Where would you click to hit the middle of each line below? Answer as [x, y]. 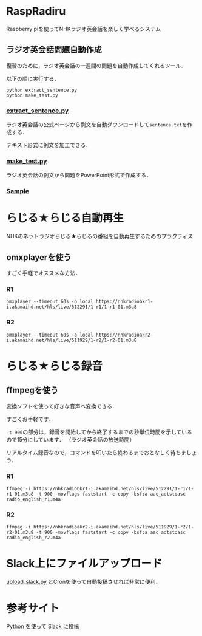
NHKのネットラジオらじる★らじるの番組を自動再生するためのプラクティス [99, 236]
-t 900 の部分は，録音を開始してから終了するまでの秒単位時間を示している [99, 432]
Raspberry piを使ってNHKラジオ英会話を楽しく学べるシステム [84, 29]
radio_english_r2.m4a [34, 538]
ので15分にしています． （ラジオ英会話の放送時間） [71, 439]
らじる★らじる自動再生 [65, 218]
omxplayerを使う [39, 257]
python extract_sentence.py [42, 90]
